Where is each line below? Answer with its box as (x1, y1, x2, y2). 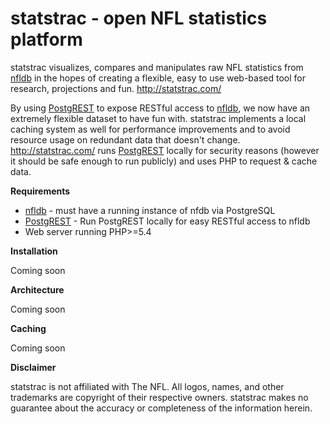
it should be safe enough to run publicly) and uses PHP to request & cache (10, 155, 318, 167)
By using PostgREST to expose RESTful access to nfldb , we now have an (10, 102, 311, 114)
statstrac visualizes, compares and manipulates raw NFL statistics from (10, 61, 304, 73)
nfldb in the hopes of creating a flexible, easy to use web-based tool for (10, 72, 306, 84)
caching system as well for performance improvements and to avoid (10, 123, 291, 135)
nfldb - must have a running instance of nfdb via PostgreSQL (24, 204, 276, 216)
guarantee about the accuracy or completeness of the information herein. (10, 402, 313, 414)
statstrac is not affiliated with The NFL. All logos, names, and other (10, 380, 285, 392)
